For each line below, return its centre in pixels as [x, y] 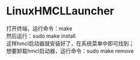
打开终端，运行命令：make [39, 28]
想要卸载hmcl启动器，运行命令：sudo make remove [70, 51]
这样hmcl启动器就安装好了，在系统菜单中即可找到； [70, 43]
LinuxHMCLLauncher [60, 11]
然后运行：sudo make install [41, 36]
